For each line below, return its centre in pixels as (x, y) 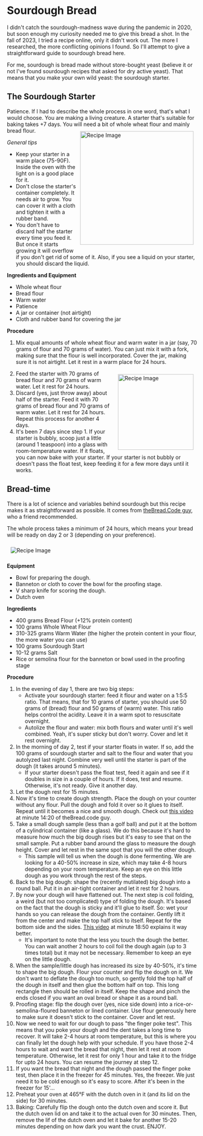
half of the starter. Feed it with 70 (57, 399)
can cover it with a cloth (46, 205)
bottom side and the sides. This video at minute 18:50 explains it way (101, 926)
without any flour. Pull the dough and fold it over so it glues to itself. (99, 804)
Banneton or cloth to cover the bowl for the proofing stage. (89, 584)
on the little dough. (48, 959)
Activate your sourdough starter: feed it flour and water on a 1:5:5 (106, 695)
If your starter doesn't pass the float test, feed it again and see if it (107, 772)
